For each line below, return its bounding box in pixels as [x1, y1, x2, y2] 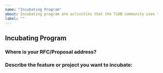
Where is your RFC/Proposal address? [5, 48, 97, 55]
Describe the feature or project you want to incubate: [5, 61, 132, 68]
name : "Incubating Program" [5, 7, 62, 12]
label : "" [5, 16, 25, 21]
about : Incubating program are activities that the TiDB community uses [5, 12, 155, 16]
